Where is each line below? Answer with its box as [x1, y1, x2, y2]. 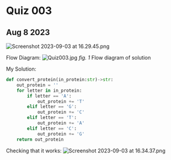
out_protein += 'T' [37, 98, 85, 105]
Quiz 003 [6, 4, 53, 18]
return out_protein [16, 136, 64, 142]
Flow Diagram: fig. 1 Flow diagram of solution [6, 54, 151, 61]
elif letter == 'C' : [27, 126, 77, 131]
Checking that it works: [6, 147, 62, 154]
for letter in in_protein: [16, 88, 82, 93]
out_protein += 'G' [37, 131, 85, 137]
